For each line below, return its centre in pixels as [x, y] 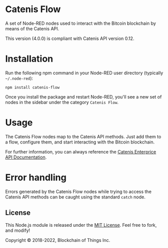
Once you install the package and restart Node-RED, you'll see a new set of [83, 96]
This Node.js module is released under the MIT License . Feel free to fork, [81, 225]
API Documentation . [26, 157]
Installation [29, 59]
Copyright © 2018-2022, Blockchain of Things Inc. [58, 240]
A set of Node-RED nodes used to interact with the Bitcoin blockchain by [81, 23]
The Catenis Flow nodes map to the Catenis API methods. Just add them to [83, 136]
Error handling [36, 177]
